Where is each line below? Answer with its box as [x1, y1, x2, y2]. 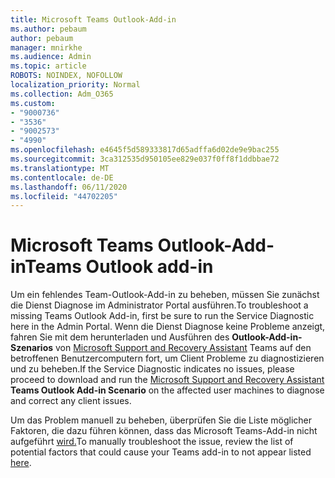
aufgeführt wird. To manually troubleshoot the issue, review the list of [10, 436, 294, 448]
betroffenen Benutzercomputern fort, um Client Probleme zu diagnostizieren [10, 352, 325, 365]
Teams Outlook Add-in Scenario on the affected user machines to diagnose [10, 384, 325, 396]
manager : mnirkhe [10, 42, 83, 53]
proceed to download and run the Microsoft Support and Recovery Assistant [10, 374, 325, 386]
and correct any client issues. [10, 395, 132, 407]
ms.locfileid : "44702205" [10, 191, 118, 201]
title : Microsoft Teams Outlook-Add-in [10, 14, 177, 25]
